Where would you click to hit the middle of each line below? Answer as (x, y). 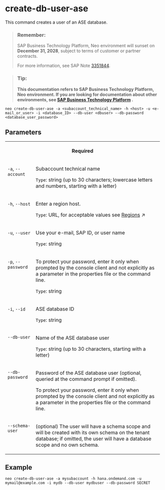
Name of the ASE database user (72, 338)
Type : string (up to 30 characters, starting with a (91, 349)
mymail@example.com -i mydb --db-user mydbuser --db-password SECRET (78, 483)
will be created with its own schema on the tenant (93, 432)
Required (82, 151)
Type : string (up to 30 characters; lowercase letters (94, 180)
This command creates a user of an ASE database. (56, 22)
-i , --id (16, 309)
